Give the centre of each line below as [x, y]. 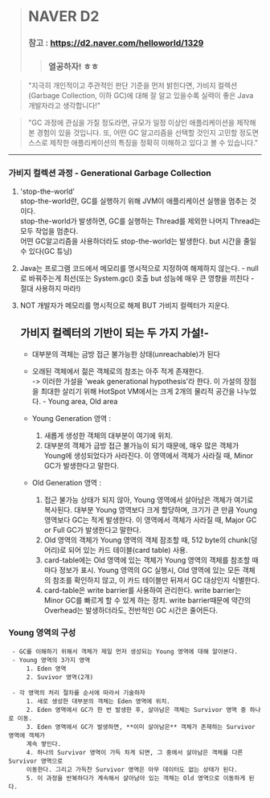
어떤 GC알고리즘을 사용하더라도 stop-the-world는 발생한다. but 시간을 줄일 [138, 241]
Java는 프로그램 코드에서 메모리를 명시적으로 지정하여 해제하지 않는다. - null [139, 268]
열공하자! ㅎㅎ [73, 67]
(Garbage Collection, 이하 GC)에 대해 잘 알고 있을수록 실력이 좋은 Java [141, 96]
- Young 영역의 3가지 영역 [51, 660]
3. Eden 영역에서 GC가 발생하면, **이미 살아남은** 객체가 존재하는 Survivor [141, 726]
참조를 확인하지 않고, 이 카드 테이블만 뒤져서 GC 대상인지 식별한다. [156, 580]
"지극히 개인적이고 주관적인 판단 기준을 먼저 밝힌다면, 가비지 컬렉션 [133, 86]
